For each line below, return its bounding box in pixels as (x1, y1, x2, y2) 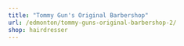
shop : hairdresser (8, 26, 68, 34)
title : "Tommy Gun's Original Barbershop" (8, 11, 149, 19)
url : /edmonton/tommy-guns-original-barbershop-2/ (8, 19, 177, 27)
